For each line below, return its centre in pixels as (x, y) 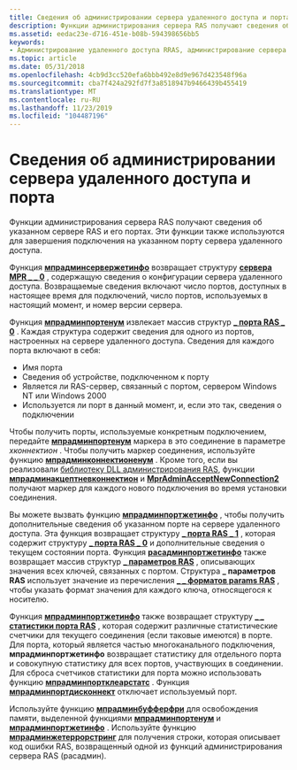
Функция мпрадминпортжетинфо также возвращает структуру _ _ (137, 617)
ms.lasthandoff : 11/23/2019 (61, 108)
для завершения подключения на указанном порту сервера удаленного (146, 241)
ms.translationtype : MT (53, 91)
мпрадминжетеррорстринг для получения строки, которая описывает (145, 737)
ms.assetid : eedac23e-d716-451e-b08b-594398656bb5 (104, 34)
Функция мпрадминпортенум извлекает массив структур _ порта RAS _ (147, 322)
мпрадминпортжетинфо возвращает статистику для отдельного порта (145, 654)
